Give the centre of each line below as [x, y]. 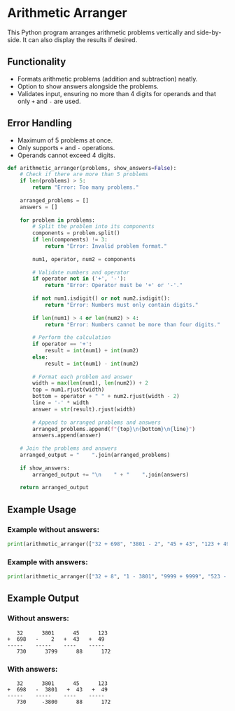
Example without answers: [54, 529]
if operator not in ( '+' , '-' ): [80, 279]
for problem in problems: [58, 220]
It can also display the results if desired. [80, 39]
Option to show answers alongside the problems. [88, 86]
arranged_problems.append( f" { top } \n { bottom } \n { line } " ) [114, 429]
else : [41, 357]
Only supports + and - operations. [66, 147]
